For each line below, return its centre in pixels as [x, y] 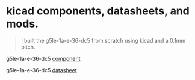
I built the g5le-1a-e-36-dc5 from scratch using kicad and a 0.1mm [103, 40]
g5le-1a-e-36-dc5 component [43, 58]
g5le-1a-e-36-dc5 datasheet [42, 70]
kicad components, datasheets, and [98, 11]
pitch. [28, 47]
